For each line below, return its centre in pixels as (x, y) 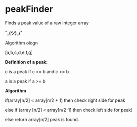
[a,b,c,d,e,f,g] (19, 52)
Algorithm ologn (22, 42)
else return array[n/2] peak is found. (42, 119)
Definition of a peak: (26, 62)
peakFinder (29, 9)
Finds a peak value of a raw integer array (47, 23)
